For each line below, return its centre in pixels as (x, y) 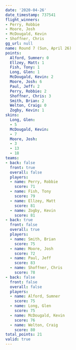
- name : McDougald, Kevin (37, 315)
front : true (23, 167)
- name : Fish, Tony (31, 191)
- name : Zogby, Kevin (33, 210)
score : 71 (25, 187)
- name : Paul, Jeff (31, 258)
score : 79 (25, 196)
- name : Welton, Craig (34, 325)
